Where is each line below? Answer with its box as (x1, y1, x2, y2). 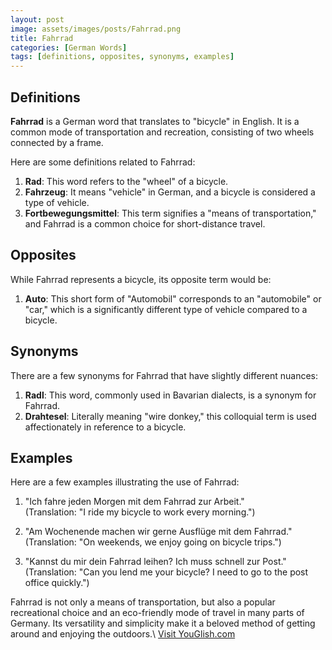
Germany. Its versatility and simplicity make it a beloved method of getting (10, 617, 316, 630)
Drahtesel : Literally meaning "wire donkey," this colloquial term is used (24, 410, 317, 422)
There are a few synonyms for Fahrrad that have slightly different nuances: (10, 369, 319, 381)
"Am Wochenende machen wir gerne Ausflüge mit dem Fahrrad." (24, 526, 293, 538)
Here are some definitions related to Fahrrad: (10, 156, 196, 168)
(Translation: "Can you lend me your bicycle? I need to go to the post (24, 566, 309, 578)
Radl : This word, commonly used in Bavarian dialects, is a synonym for (24, 389, 317, 401)
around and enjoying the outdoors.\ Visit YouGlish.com (10, 628, 236, 640)
